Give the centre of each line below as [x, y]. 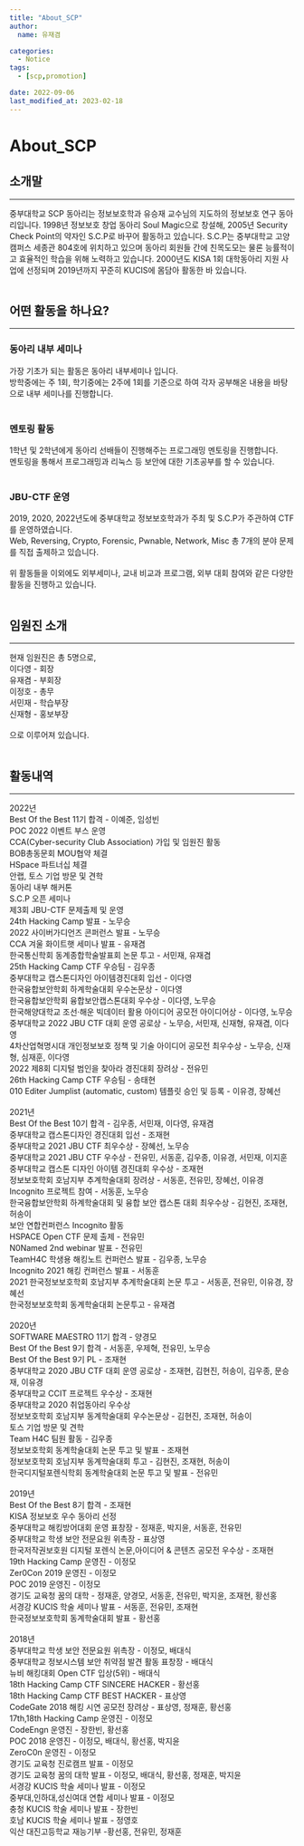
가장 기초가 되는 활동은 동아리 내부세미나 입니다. [94, 370]
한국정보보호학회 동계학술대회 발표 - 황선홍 [85, 1618]
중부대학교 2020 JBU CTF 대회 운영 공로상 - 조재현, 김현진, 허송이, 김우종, [141, 1370]
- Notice [34, 60]
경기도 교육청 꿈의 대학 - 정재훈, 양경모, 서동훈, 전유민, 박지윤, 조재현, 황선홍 [143, 1595]
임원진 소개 [38, 625]
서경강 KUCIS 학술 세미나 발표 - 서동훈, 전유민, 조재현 [104, 1606]
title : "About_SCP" [46, 18]
